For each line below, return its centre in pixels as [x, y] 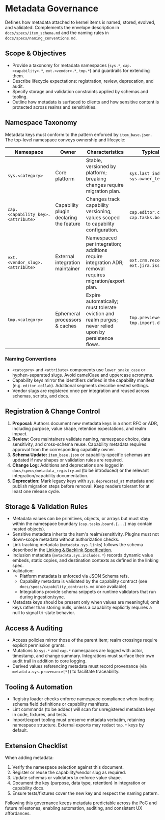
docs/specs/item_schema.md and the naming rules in [57, 33]
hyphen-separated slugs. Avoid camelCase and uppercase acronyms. [83, 375]
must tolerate [101, 307]
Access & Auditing [34, 628]
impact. [20, 433]
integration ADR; [105, 262]
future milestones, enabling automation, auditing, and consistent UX [74, 808]
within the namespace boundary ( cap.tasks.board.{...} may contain [82, 524]
